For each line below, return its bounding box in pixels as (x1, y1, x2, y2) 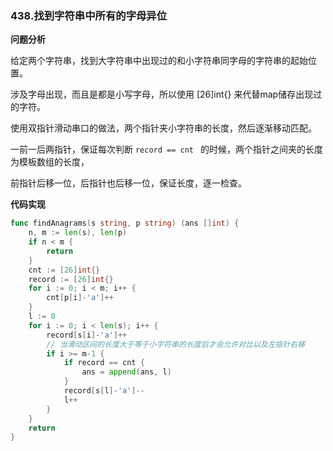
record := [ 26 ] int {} (28, 274, 114, 284)
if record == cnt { (63, 358, 145, 368)
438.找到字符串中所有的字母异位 (10, 8, 168, 22)
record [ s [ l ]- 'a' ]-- (63, 386, 145, 396)
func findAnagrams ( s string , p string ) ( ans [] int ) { (10, 218, 240, 229)
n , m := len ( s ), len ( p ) (28, 228, 128, 238)
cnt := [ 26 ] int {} (28, 265, 101, 275)
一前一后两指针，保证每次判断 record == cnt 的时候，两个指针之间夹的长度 (10, 143, 324, 156)
